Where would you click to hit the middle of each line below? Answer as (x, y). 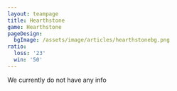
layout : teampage (33, 14)
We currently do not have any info (57, 80)
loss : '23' (30, 54)
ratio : (17, 47)
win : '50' (28, 60)
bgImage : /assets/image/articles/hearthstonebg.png (92, 40)
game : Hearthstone (34, 27)
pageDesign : (25, 34)
